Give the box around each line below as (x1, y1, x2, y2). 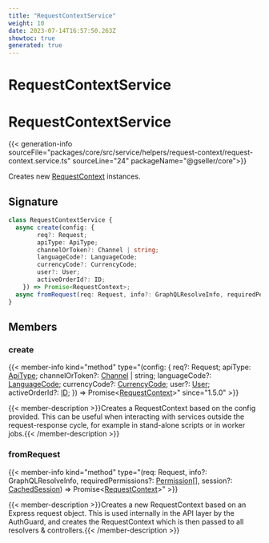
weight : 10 (8, 19, 45, 27)
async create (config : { (15, 223, 94, 231)
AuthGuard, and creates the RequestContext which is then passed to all (8, 517, 244, 526)
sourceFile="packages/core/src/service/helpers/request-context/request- (8, 147, 254, 157)
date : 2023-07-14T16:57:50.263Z (8, 26, 116, 34)
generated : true (8, 42, 62, 50)
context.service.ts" (8, 156, 71, 166)
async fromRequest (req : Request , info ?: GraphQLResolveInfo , (15, 290, 224, 299)
